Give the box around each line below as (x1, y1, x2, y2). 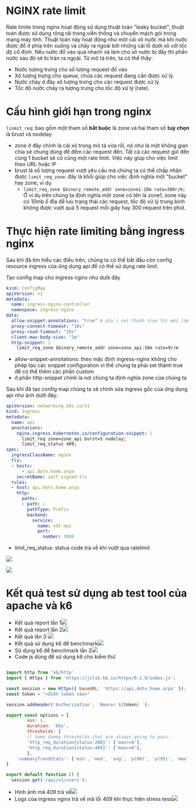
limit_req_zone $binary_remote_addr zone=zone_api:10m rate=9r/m (16, 345, 179, 351)
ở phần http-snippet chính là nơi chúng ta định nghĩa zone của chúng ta (14, 374, 187, 381)
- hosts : (11, 463, 33, 469)
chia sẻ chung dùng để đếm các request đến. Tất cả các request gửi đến (14, 148, 190, 155)
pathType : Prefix (27, 506, 69, 513)
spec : (6, 446, 19, 453)
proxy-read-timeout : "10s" (11, 329, 77, 335)
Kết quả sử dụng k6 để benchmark (14, 640, 98, 647)
